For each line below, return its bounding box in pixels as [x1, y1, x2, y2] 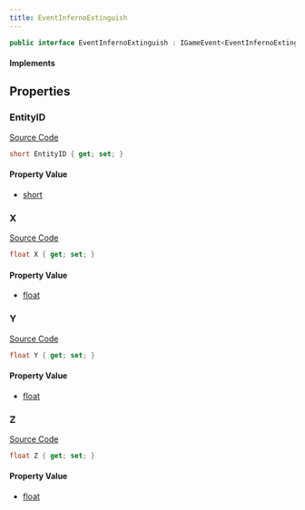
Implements [9, 58, 56, 69]
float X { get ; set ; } [9, 250, 95, 260]
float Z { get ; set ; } [9, 451, 95, 460]
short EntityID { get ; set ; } [9, 149, 124, 159]
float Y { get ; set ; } [9, 350, 95, 359]
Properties [9, 83, 71, 100]
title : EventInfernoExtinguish [9, 13, 128, 23]
